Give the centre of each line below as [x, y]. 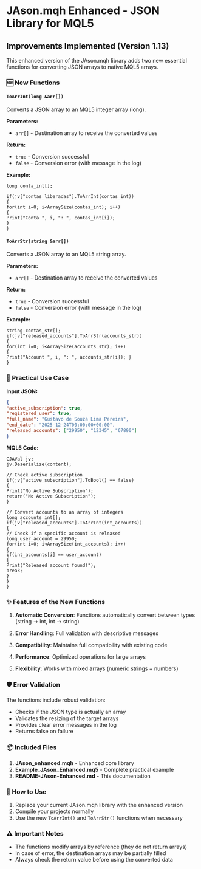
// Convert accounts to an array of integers [65, 512]
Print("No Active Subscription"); [50, 491]
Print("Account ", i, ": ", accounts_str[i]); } [69, 357]
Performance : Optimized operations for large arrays [80, 657]
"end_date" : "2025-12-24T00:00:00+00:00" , [61, 425]
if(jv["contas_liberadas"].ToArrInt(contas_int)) [70, 197]
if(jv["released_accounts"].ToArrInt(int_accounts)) [74, 523]
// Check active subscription [45, 475]
